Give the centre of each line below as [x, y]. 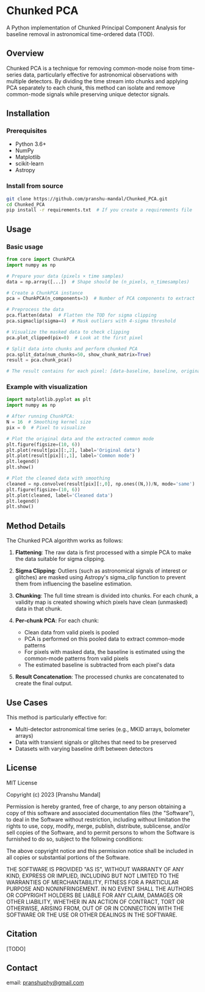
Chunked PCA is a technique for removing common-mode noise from [93, 68]
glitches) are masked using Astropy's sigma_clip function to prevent [100, 577]
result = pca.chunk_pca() [39, 360]
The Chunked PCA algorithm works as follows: [65, 541]
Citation [22, 934]
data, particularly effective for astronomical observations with [100, 75]
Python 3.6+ [31, 144]
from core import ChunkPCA [41, 260]
